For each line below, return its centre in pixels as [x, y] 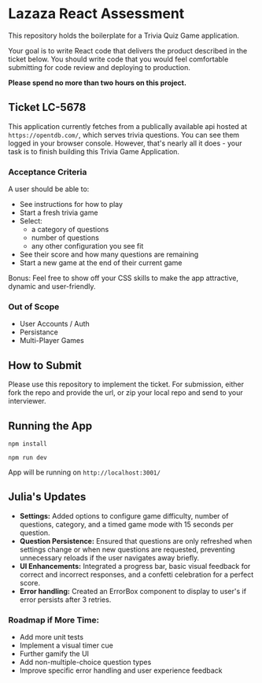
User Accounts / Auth [55, 324]
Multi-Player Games [52, 341]
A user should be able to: [49, 189]
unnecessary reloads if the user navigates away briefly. [109, 557]
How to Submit [45, 365]
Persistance [39, 332]
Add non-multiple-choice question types [85, 663]
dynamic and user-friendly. [52, 286]
